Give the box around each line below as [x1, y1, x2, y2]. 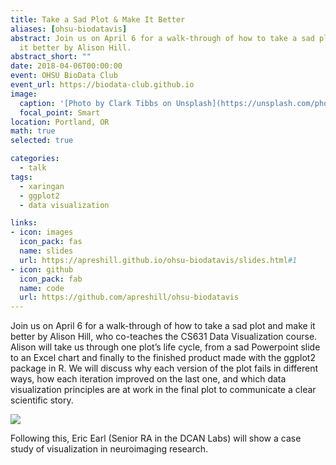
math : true [10, 126, 56, 136]
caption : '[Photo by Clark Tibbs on [19, 98, 172, 108]
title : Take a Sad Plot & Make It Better [10, 14, 186, 25]
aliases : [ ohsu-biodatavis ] [10, 24, 128, 34]
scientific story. [10, 394, 74, 406]
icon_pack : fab [19, 274, 83, 284]
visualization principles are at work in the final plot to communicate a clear [10, 384, 317, 396]
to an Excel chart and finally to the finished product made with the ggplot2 [10, 352, 316, 364]
